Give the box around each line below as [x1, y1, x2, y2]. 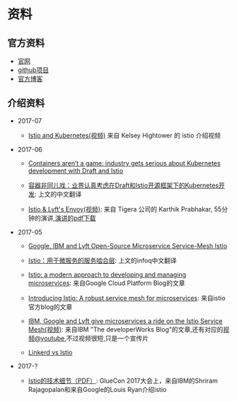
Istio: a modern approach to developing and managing [28, 270, 186, 279]
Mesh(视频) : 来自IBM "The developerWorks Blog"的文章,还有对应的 [28, 325, 224, 333]
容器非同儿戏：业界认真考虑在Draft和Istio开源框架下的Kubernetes [28, 181, 219, 190]
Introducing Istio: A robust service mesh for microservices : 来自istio [28, 294, 226, 302]
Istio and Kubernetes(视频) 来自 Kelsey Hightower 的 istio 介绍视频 [28, 131, 221, 139]
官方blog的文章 [28, 302, 73, 311]
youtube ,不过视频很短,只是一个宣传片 [40, 334, 149, 342]
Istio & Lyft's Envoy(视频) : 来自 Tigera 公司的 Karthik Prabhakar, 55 [28, 204, 222, 213]
